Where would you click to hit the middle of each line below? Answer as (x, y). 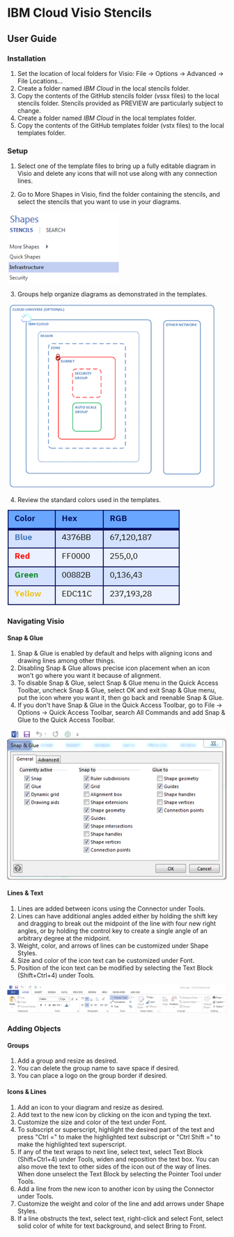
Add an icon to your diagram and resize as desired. (91, 1107)
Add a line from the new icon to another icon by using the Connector (116, 1189)
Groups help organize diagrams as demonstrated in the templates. (112, 294)
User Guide (32, 39)
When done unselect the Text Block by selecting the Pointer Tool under (119, 1174)
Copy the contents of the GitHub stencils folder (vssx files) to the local (118, 96)
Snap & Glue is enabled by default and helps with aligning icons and (115, 653)
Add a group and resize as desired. (68, 1061)
